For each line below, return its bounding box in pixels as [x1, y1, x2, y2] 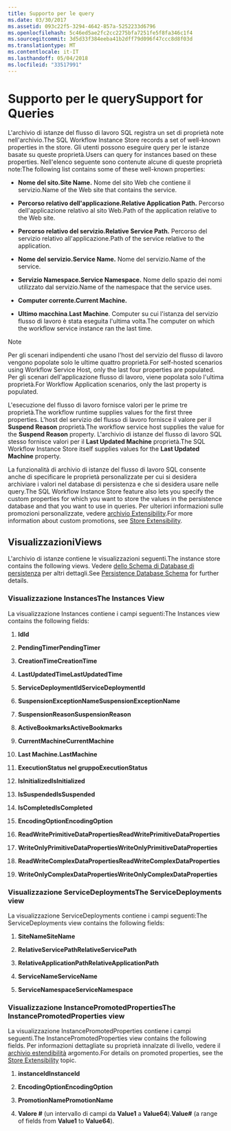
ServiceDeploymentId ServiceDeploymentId [17, 683, 146, 692]
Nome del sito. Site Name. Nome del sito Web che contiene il [17, 178, 191, 187]
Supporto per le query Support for [8, 91, 203, 107]
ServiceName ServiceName [17, 972, 98, 980]
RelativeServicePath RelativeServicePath [17, 945, 137, 953]
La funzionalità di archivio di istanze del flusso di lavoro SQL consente [8, 465, 206, 474]
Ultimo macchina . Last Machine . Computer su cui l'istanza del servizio [17, 309, 219, 317]
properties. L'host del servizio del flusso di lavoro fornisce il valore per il [8, 415, 212, 423]
